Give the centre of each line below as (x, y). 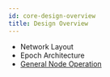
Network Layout (47, 46)
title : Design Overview (49, 24)
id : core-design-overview (52, 16)
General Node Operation (61, 64)
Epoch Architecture (52, 55)
